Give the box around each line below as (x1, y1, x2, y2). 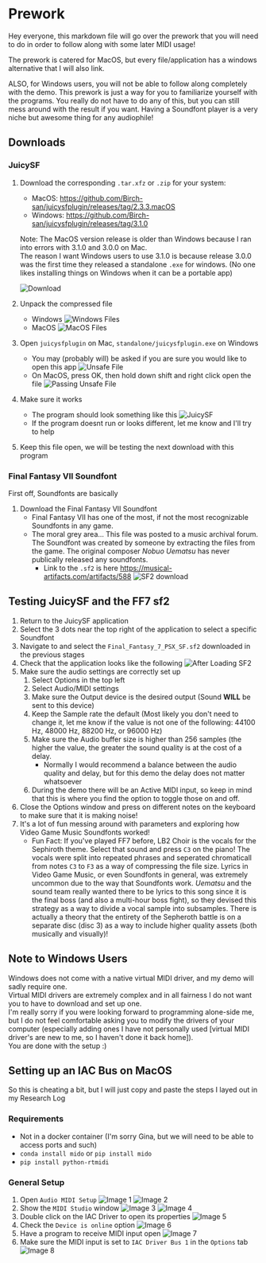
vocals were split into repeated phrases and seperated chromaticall (31, 853, 253, 862)
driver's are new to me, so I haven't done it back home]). (8, 1032, 194, 1042)
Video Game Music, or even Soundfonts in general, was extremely (31, 870, 249, 879)
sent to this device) (31, 700, 95, 710)
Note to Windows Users (8, 952, 129, 966)
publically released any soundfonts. (31, 554, 148, 564)
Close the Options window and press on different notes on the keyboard (19, 802, 256, 811)
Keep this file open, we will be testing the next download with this (19, 442, 234, 452)
